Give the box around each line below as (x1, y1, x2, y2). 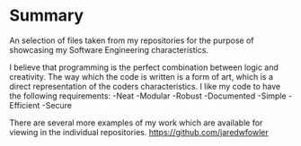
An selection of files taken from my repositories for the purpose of (9, 35, 254, 46)
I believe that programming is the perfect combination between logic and (9, 62, 279, 73)
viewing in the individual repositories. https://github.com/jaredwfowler (9, 126, 270, 137)
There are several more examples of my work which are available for (9, 117, 263, 128)
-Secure (41, 99, 73, 110)
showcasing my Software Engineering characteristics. (9, 44, 209, 55)
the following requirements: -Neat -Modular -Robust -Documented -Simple (9, 90, 287, 101)
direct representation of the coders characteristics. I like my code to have (9, 81, 281, 91)
